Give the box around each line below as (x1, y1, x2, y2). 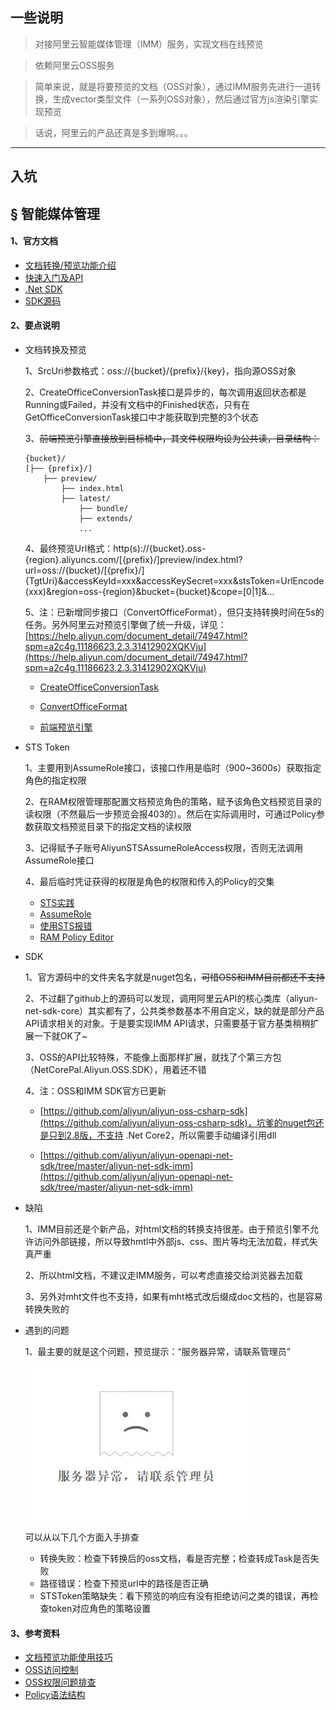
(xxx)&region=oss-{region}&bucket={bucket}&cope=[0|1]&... (24, 586, 275, 597)
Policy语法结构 (24, 1689, 86, 1701)
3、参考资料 (10, 1627, 61, 1639)
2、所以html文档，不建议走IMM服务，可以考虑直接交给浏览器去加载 (24, 1269, 303, 1281)
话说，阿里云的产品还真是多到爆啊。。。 (34, 126, 193, 138)
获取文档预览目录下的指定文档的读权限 (33, 821, 192, 832)
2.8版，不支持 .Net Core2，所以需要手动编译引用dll (66, 1129, 277, 1141)
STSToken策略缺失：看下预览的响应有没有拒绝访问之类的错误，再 (39, 1590, 310, 1602)
